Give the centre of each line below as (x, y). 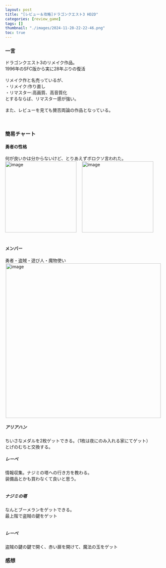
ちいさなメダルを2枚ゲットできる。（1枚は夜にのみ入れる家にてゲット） (78, 440)
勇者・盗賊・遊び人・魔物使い (35, 260)
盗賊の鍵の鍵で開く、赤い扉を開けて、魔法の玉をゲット (61, 547)
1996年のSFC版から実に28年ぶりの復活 (45, 69)
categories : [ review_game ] (33, 19)
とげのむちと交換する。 (29, 447)
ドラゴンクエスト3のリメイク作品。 (41, 63)
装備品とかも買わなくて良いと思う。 (42, 478)
